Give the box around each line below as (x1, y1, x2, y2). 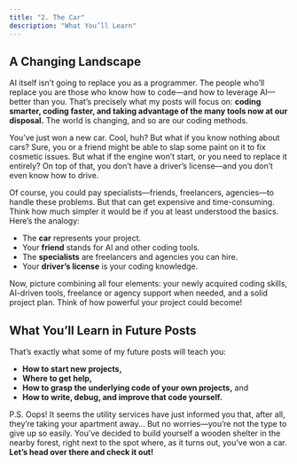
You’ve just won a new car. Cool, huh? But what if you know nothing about (9, 132, 280, 143)
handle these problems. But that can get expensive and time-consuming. (9, 197, 275, 208)
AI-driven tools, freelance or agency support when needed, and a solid (9, 287, 269, 298)
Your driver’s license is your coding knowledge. (21, 261, 199, 271)
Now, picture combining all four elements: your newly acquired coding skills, (9, 279, 288, 289)
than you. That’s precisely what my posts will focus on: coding (33, 97, 262, 107)
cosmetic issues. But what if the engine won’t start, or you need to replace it (9, 152, 288, 162)
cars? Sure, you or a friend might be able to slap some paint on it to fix (9, 142, 266, 153)
